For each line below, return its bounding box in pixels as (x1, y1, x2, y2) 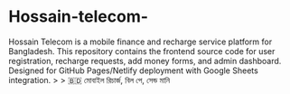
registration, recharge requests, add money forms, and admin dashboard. (8, 55, 282, 66)
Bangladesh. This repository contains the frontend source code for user (8, 45, 276, 56)
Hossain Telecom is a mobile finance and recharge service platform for (8, 36, 273, 47)
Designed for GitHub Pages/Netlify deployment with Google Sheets (8, 65, 258, 76)
